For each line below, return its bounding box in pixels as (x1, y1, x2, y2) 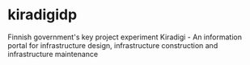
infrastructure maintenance (7, 49, 99, 59)
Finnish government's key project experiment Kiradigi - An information (7, 32, 242, 42)
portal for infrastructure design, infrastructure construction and (7, 40, 218, 50)
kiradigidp (7, 6, 78, 24)
